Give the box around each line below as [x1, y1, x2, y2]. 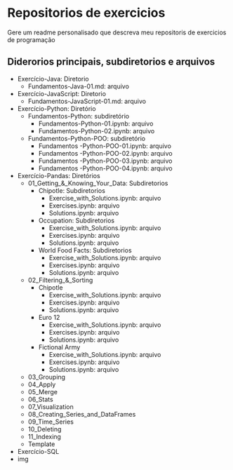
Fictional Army [38, 342, 81, 351]
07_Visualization [27, 402, 74, 411]
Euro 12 [38, 313, 60, 321]
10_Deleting [27, 424, 62, 433]
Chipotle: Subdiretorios [38, 186, 105, 194]
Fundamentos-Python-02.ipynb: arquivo [38, 126, 155, 135]
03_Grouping [27, 372, 65, 381]
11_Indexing [27, 432, 62, 441]
